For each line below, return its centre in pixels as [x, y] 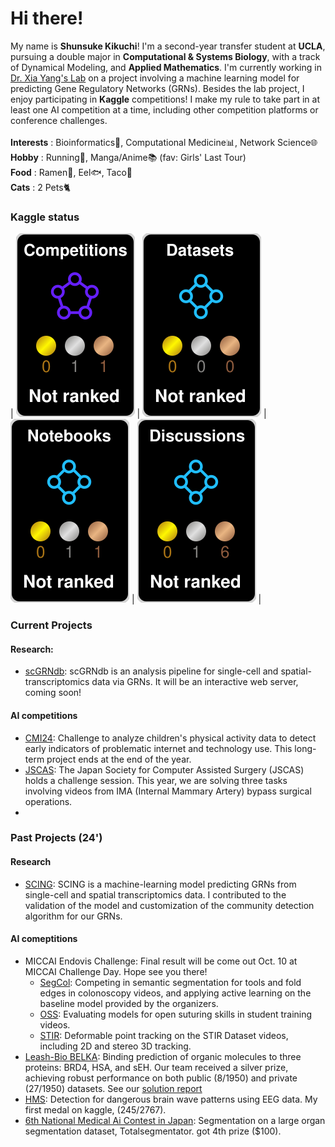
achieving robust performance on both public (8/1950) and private [161, 1078]
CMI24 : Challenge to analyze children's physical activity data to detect [170, 738]
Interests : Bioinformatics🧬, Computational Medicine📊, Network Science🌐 [164, 142]
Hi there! [47, 18]
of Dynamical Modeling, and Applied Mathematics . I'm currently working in [166, 67]
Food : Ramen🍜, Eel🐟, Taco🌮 [71, 172]
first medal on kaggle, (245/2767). [95, 1109]
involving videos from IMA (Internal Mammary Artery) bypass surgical [168, 791]
